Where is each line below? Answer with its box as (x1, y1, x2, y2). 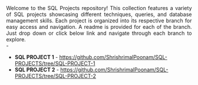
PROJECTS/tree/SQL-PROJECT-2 (14, 73, 96, 79)
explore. (6, 36, 27, 42)
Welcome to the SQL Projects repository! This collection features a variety (6, 5, 192, 11)
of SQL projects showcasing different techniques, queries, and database (6, 11, 192, 18)
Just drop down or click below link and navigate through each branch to (6, 30, 192, 37)
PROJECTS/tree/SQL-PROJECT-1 (14, 60, 95, 67)
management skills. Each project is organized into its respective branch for (6, 17, 192, 24)
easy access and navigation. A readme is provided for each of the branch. (6, 24, 192, 30)
